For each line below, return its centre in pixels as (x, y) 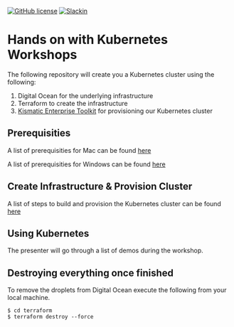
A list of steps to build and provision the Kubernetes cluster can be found (115, 203)
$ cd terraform (30, 311)
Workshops (42, 55)
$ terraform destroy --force (50, 317)
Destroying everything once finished (91, 273)
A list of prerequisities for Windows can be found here (86, 164)
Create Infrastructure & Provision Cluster (100, 187)
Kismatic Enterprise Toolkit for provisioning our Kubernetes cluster (115, 111)
